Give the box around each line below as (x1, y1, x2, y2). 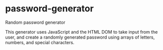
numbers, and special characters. (5, 39, 75, 45)
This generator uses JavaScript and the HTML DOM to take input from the (5, 29, 158, 35)
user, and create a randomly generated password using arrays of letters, (5, 34, 155, 40)
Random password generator (5, 19, 66, 25)
